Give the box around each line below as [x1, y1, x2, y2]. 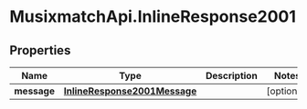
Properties [9, 43, 71, 58]
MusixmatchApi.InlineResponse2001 [9, 6, 297, 27]
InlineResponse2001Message [63, 84, 197, 97]
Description [205, 70, 258, 82]
